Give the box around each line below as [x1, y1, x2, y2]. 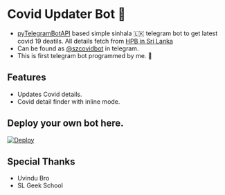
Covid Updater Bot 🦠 [7, 6, 126, 22]
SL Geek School [17, 181, 64, 189]
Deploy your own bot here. [7, 118, 124, 129]
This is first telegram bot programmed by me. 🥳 [17, 51, 152, 59]
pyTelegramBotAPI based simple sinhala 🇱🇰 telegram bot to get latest [17, 29, 218, 37]
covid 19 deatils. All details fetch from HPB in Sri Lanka [17, 37, 173, 45]
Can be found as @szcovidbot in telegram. [17, 44, 139, 53]
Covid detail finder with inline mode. [17, 97, 120, 106]
